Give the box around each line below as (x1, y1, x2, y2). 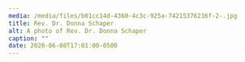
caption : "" (8, 34, 49, 43)
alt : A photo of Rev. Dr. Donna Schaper (8, 27, 148, 35)
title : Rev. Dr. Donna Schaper (8, 19, 114, 27)
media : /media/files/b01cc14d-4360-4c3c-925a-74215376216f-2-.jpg (8, 11, 238, 20)
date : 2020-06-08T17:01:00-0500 (8, 42, 118, 50)
